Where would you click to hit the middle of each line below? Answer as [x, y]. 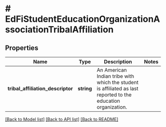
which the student [118, 82]
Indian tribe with [115, 76]
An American [112, 70]
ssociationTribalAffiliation [59, 30]
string [85, 88]
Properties [22, 48]
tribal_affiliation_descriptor [40, 88]
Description [118, 62]
